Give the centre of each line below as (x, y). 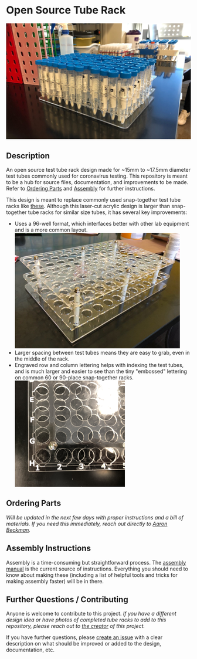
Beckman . (18, 530)
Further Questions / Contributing (67, 599)
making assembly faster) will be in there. (55, 581)
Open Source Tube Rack (66, 10)
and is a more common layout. (51, 230)
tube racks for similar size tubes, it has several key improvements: (108, 212)
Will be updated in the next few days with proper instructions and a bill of (95, 517)
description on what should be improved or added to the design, (84, 644)
